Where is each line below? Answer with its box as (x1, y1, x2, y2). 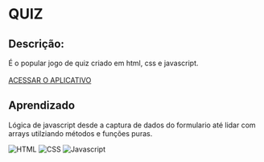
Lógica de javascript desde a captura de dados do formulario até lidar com (8, 120, 256, 130)
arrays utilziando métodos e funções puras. (8, 128, 153, 138)
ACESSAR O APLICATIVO (8, 76, 92, 85)
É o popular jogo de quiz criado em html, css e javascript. (8, 58, 199, 68)
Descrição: (8, 37, 64, 51)
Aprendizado (8, 98, 75, 113)
